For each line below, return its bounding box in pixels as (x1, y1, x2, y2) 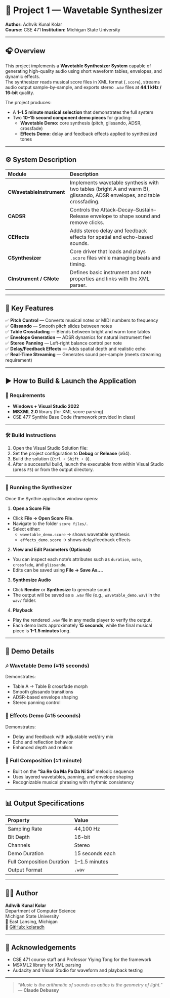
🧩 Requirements (5, 392, 46, 399)
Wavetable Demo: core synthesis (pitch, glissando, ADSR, (20, 120, 142, 126)
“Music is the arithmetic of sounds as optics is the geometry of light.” (17, 982, 163, 988)
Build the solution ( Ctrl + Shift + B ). (12, 456, 91, 462)
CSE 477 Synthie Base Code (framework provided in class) (12, 414, 136, 420)
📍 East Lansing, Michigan (5, 918, 58, 925)
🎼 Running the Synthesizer (5, 484, 72, 491)
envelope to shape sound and (90, 212, 161, 220)
